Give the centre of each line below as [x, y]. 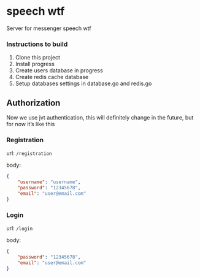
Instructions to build [37, 44]
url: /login [20, 229]
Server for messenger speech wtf [49, 28]
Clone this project [37, 58]
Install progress [35, 64]
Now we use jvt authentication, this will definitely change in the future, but [100, 118]
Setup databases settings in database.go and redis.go [83, 83]
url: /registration [29, 153]
